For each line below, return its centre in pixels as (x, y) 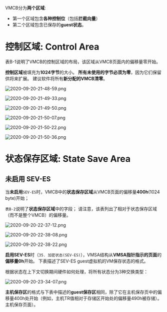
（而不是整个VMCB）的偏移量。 (38, 215)
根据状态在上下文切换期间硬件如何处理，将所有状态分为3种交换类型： (77, 271)
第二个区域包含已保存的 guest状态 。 (49, 25)
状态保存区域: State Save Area (68, 159)
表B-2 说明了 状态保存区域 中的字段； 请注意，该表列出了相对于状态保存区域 (81, 209)
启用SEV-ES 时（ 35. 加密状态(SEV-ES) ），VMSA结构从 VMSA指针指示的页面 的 (83, 254)
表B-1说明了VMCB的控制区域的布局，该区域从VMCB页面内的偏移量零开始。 (83, 62)
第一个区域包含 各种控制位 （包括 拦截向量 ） (56, 19)
